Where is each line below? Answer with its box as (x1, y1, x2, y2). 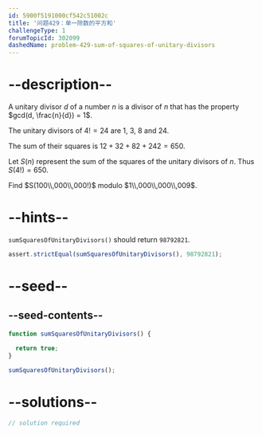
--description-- (8, 76, 113, 94)
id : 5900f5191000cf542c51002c (8, 11, 109, 20)
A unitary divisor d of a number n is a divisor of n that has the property (8, 102, 240, 112)
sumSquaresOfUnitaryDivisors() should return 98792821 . (8, 235, 190, 244)
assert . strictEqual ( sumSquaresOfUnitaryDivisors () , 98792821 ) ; (8, 250, 223, 258)
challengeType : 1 (8, 26, 66, 34)
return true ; (15, 344, 59, 352)
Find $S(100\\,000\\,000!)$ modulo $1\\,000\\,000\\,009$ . (8, 181, 197, 190)
